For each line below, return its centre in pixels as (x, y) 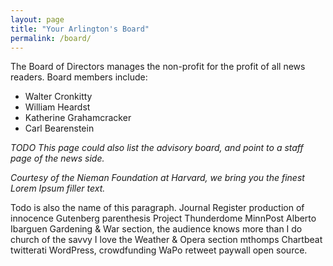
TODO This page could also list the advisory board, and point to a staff (157, 148)
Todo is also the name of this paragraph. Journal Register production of (157, 208)
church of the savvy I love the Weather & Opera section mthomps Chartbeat (166, 240)
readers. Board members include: (79, 77)
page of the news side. (57, 158)
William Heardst (57, 107)
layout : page (37, 19)
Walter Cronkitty (58, 97)
